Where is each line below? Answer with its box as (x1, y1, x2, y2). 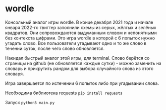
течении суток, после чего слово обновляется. (5, 45, 105, 51)
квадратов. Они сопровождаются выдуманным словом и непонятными (5, 30, 157, 36)
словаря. (5, 71, 24, 76)
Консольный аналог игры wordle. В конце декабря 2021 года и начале (5, 19, 154, 25)
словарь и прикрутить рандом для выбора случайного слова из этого (5, 65, 154, 72)
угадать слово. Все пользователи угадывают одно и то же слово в (5, 40, 147, 46)
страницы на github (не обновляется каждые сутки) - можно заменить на (5, 60, 162, 66)
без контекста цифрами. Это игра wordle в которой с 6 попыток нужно (5, 35, 155, 41)
